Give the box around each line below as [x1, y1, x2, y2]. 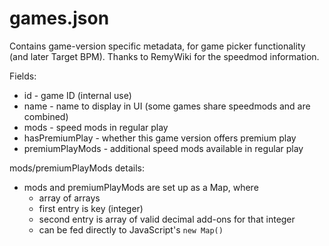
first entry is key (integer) [38, 202, 144, 214]
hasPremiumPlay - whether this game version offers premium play [23, 132, 297, 144]
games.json [9, 7, 110, 30]
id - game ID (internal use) [23, 89, 132, 101]
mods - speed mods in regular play [23, 121, 169, 133]
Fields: [9, 70, 37, 82]
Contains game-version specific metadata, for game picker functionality [9, 40, 306, 52]
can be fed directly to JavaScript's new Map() [38, 223, 224, 236]
